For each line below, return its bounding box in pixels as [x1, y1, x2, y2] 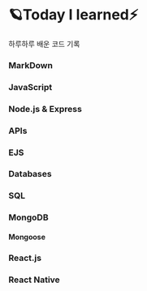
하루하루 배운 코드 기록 [8, 39, 80, 49]
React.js [8, 252, 42, 263]
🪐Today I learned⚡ [8, 6, 139, 24]
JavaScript [8, 81, 53, 92]
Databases [8, 169, 52, 180]
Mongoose [8, 232, 46, 242]
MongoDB [8, 212, 49, 223]
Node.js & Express [8, 103, 83, 114]
